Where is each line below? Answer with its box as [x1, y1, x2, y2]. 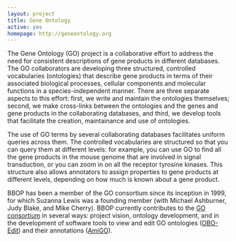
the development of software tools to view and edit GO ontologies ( [7, 219, 202, 228]
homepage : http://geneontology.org [7, 30, 112, 37]
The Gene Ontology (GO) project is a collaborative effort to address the [7, 49, 213, 58]
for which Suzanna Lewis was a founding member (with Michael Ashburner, [7, 197, 227, 205]
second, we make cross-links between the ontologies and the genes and [7, 101, 218, 110]
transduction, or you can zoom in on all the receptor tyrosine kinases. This [7, 160, 223, 169]
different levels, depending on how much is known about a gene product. [7, 175, 220, 184]
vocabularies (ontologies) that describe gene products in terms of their [7, 72, 213, 80]
